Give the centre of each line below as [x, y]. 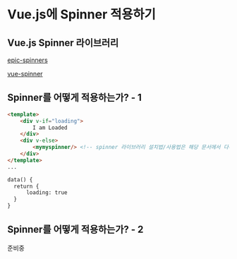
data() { [20, 180]
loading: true [47, 193]
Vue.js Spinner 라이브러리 [63, 43]
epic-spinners [28, 60]
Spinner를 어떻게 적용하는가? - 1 [75, 98]
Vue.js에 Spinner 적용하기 [82, 14]
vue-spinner [25, 74]
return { [26, 186]
